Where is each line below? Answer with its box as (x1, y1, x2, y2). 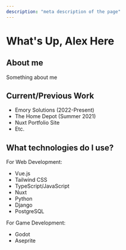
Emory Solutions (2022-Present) (14, 106, 94, 113)
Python (14, 195, 33, 202)
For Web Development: (6, 159, 62, 166)
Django (14, 201, 33, 208)
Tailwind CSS (14, 176, 48, 183)
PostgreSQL (14, 208, 45, 215)
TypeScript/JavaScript (14, 182, 70, 190)
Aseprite (14, 237, 36, 244)
